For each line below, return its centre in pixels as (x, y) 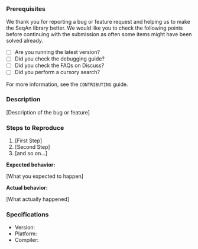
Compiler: (27, 240)
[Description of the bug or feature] (48, 112)
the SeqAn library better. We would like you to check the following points (95, 28)
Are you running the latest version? (57, 52)
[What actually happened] (38, 199)
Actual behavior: (27, 188)
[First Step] (28, 141)
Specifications (27, 215)
